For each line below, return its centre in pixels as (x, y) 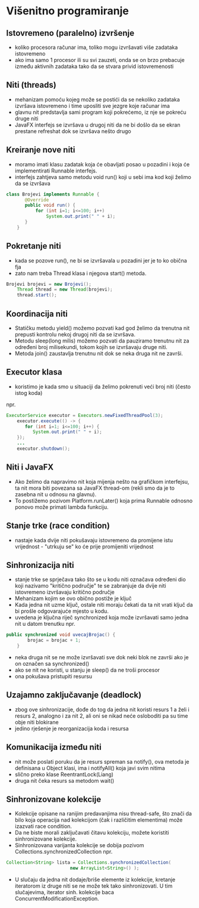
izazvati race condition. (43, 826)
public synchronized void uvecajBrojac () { (61, 635)
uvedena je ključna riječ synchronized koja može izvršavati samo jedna (102, 617)
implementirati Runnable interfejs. (56, 171)
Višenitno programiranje (67, 11)
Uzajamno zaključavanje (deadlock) (74, 695)
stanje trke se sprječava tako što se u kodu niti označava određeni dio (100, 579)
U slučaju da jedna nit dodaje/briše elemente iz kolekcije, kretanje (95, 880)
